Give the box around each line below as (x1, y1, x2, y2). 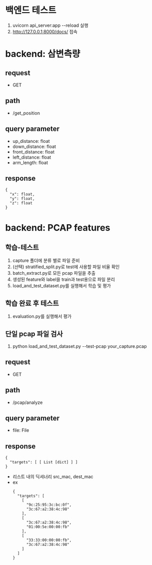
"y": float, (10, 196, 35, 201)
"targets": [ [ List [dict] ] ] (10, 460, 78, 465)
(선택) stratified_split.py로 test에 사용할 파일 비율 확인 (12, 264, 120, 270)
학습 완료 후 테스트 (5, 299, 59, 307)
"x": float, (10, 192, 35, 197)
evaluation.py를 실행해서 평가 (12, 314, 72, 320)
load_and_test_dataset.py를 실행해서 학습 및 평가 (12, 283, 111, 289)
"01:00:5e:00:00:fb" (26, 525, 70, 530)
